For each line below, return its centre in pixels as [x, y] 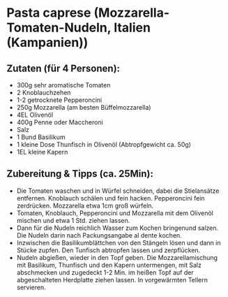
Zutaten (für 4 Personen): [63, 68]
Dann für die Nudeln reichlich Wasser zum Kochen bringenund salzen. [117, 228]
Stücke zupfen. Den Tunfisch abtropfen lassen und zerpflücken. [108, 250]
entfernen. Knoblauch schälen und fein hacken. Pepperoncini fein [111, 198]
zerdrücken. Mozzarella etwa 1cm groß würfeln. [85, 205]
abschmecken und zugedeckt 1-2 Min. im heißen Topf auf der [105, 272]
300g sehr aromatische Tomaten [63, 85]
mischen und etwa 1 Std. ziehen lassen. [73, 220]
